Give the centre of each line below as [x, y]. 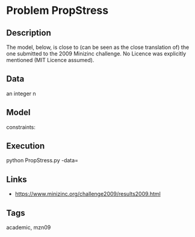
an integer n [21, 93]
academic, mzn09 [29, 227]
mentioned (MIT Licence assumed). [50, 60]
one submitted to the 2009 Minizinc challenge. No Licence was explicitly [96, 54]
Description [29, 33]
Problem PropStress [57, 11]
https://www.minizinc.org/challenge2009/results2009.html [88, 194]
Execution [26, 146]
